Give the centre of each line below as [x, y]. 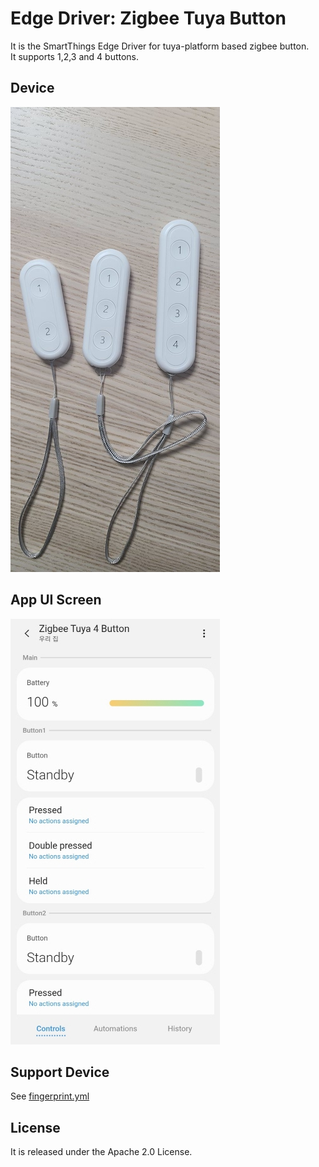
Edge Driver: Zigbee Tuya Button [148, 18]
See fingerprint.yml [50, 1096]
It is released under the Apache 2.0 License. [101, 1152]
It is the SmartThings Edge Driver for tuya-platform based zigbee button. [160, 46]
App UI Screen [56, 600]
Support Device [60, 1072]
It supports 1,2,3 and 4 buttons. [75, 56]
